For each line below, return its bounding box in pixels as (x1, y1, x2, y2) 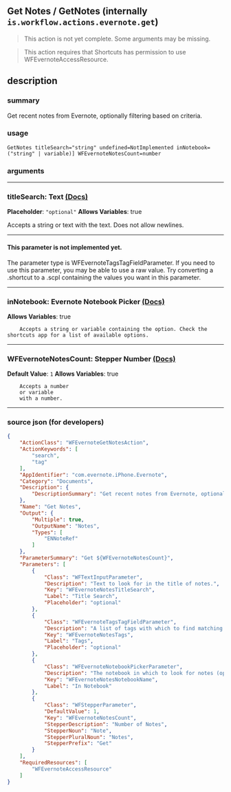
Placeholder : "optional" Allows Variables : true (7, 208, 142, 216)
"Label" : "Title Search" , (43, 593, 118, 600)
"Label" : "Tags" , (43, 638, 94, 645)
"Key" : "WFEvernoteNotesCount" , (43, 714, 137, 721)
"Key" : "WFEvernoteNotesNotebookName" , (43, 676, 158, 683)
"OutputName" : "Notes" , (32, 522, 100, 529)
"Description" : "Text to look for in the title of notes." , (43, 580, 220, 587)
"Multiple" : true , (32, 516, 85, 523)
